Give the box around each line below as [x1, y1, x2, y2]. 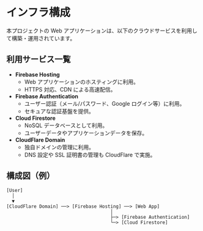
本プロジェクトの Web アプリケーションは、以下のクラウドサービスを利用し [6, 27, 197, 34]
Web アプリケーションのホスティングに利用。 [24, 78, 139, 86]
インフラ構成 [6, 5, 71, 20]
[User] [6, 187, 23, 193]
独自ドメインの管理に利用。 [24, 143, 95, 150]
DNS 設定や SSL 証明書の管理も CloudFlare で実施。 [24, 151, 156, 158]
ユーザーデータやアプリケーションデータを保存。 [24, 129, 148, 136]
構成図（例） [6, 170, 55, 181]
